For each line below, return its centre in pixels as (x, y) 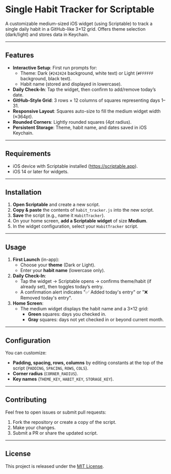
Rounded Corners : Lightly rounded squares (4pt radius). (72, 122)
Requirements (28, 154)
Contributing (26, 400)
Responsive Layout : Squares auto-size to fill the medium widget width (87, 111)
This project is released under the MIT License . (55, 466)
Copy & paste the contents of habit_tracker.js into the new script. (83, 210)
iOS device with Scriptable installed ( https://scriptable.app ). (75, 166)
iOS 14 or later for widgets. (40, 171)
